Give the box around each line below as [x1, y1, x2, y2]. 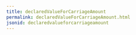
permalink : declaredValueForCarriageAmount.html [6, 14, 131, 20]
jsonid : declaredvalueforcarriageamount [6, 20, 110, 26]
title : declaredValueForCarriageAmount [6, 8, 107, 15]
